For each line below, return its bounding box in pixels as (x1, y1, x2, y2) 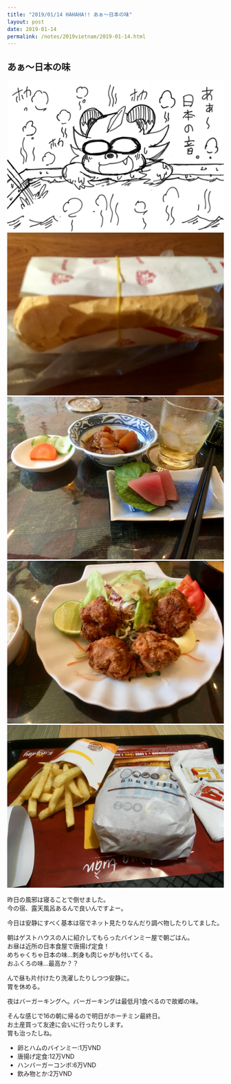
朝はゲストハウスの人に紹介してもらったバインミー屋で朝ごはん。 (7, 933, 194, 941)
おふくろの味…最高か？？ (7, 959, 79, 968)
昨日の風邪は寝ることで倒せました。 (7, 895, 110, 903)
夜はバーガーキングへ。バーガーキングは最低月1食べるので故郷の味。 (7, 996, 202, 1005)
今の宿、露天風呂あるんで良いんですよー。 (7, 903, 127, 912)
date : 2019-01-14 (7, 25, 57, 32)
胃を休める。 (7, 982, 43, 990)
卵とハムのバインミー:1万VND (16, 1043, 101, 1052)
